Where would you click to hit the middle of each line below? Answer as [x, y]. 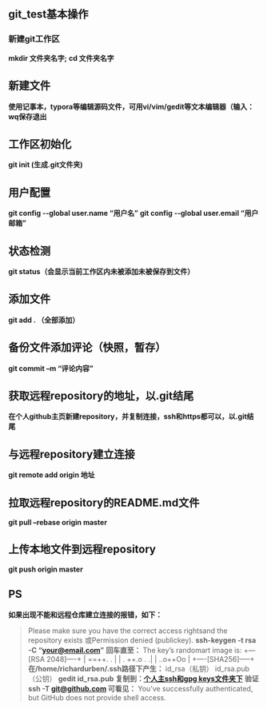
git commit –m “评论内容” [51, 368]
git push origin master [46, 569]
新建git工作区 [34, 39]
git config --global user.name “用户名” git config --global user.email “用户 [133, 213]
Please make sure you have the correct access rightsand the [128, 631]
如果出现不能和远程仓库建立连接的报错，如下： [85, 615]
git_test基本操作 [49, 14]
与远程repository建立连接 [72, 454]
